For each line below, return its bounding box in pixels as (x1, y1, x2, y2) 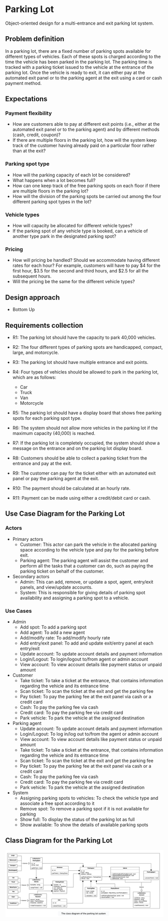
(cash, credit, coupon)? (12, 132, 61, 138)
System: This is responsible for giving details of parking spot (20, 589, 145, 595)
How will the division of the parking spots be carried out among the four (12, 193, 161, 199)
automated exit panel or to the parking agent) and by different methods (12, 127, 159, 133)
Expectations (5, 95, 48, 104)
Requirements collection (5, 321, 84, 330)
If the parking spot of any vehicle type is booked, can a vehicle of (12, 228, 148, 234)
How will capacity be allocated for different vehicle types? (12, 223, 133, 229)
